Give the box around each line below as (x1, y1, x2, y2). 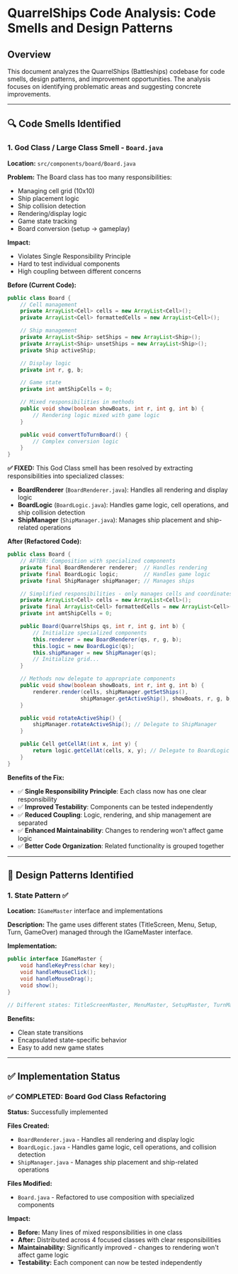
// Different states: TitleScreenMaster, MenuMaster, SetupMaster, (7, 1001, 211, 1008)
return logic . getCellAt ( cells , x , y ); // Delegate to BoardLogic (33, 747, 230, 755)
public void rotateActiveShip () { (20, 714, 122, 722)
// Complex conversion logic (33, 438, 119, 445)
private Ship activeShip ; (20, 347, 97, 354)
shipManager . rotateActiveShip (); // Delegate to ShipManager (33, 721, 217, 728)
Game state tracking (17, 217, 77, 225)
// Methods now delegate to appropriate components (20, 675, 176, 683)
